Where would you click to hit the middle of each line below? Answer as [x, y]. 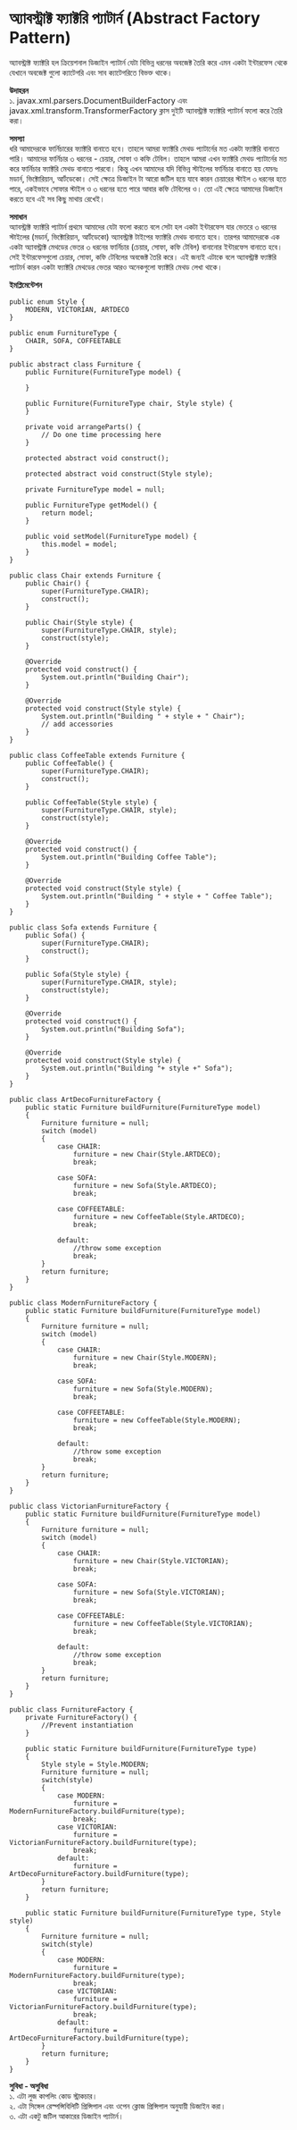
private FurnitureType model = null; [95, 489]
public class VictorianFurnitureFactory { [89, 1506]
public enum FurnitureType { [63, 333]
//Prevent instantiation [87, 1725]
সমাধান [18, 216]
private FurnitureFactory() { [82, 1717]
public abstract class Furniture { [75, 364]
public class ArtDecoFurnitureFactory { [86, 1099]
